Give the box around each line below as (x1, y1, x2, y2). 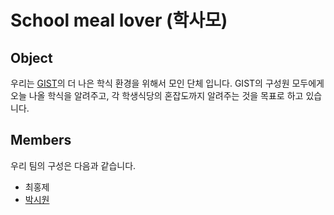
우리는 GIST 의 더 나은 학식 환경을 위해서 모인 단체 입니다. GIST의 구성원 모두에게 (10, 77, 325, 89)
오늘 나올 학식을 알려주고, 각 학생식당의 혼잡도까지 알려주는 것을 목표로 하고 (10, 90, 304, 101)
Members (10, 132, 72, 149)
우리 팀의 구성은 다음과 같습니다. (10, 159, 137, 171)
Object (10, 49, 53, 66)
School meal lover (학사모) (10, 9, 228, 32)
